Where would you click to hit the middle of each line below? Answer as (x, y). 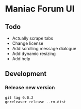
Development (26, 74)
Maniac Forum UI (40, 9)
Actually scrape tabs (32, 38)
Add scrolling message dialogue (44, 48)
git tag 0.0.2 (19, 97)
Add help (21, 59)
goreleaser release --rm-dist (36, 102)
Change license (28, 43)
